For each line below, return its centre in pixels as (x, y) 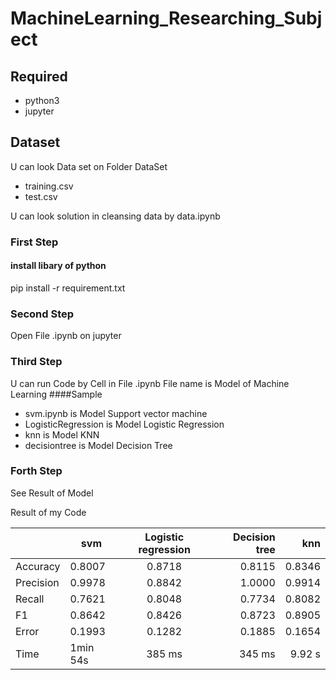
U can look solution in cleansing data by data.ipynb (115, 216)
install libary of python (58, 266)
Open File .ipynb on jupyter (66, 336)
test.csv (41, 196)
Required (39, 76)
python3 (42, 100)
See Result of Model (52, 493)
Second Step (42, 314)
